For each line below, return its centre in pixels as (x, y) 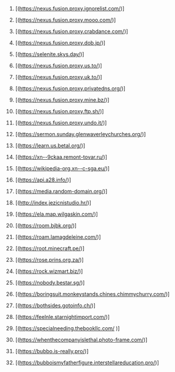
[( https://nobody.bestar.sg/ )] (50, 283)
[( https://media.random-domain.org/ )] (61, 191)
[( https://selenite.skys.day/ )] (49, 54)
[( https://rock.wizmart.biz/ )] (49, 271)
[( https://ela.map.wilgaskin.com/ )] (57, 214)
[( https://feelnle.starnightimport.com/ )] (62, 317)
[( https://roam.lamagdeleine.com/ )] (58, 237)
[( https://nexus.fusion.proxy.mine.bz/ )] (62, 100)
